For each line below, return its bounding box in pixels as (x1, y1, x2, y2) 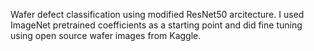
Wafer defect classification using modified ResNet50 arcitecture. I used (10, 9, 305, 20)
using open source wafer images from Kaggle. (10, 30, 202, 41)
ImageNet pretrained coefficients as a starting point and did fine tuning (10, 19, 303, 31)
